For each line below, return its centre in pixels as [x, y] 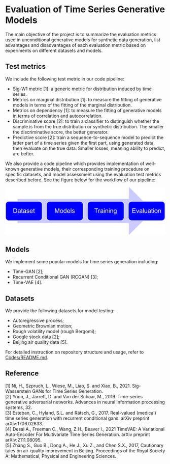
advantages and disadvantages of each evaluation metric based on [76, 45]
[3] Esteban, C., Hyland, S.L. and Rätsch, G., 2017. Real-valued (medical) [81, 413]
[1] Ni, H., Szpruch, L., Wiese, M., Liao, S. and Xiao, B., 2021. [68, 386]
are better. [23, 153]
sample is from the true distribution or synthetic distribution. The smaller [88, 126]
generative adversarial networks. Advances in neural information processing [85, 402]
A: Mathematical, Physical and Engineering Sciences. [61, 456]
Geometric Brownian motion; [42, 326]
